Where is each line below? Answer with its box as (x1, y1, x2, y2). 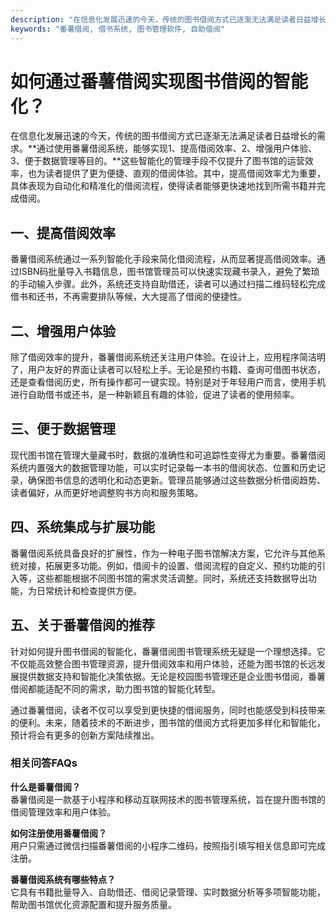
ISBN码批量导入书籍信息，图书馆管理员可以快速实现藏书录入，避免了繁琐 (18, 266, 320, 278)
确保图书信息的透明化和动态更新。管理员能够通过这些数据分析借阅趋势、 (27, 474, 326, 486)
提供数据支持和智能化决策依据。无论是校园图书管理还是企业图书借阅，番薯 (18, 670, 326, 682)
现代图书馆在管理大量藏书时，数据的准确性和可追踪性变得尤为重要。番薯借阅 (10, 449, 326, 461)
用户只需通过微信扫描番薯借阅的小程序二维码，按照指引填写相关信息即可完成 (10, 839, 326, 851)
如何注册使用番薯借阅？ (10, 827, 107, 839)
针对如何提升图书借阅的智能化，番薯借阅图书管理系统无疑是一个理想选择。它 (10, 645, 326, 657)
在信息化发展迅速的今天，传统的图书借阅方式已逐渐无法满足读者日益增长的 (10, 130, 317, 142)
